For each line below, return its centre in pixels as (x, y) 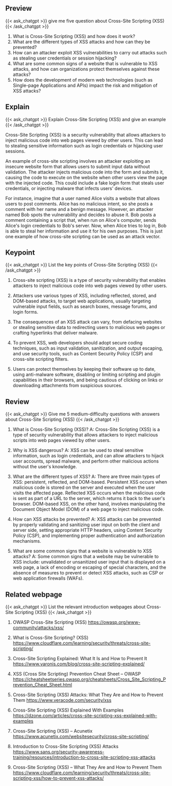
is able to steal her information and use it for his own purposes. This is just (84, 231)
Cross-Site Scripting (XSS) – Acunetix (53, 731)
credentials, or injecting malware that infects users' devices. (69, 188)
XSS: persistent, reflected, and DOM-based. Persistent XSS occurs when (90, 482)
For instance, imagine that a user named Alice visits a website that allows (83, 198)
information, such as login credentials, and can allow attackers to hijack (88, 456)
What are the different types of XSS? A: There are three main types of (86, 476)
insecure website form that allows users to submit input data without (78, 166)
